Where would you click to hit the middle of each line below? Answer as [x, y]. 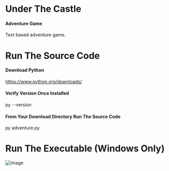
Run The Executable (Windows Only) [85, 149]
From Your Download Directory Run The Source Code [63, 117]
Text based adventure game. [36, 35]
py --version [18, 104]
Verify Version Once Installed [37, 93]
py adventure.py [23, 128]
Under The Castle [43, 9]
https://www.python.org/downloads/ [44, 81]
